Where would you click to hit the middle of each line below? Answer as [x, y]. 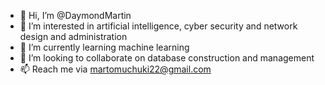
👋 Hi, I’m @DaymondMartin [75, 15]
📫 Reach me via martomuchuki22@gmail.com [115, 69]
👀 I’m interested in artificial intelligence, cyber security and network [158, 26]
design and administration [73, 36]
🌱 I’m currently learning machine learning [104, 47]
